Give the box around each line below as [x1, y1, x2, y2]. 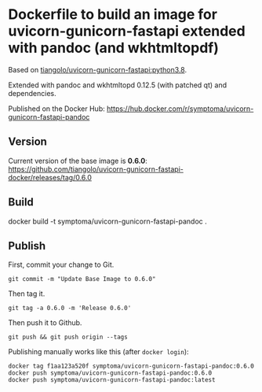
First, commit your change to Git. [8, 260, 115, 269]
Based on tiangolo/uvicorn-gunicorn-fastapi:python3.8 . [8, 65, 187, 74]
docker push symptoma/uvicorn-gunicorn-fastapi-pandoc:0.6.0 [8, 369, 213, 377]
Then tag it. [8, 289, 45, 298]
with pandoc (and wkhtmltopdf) [8, 39, 220, 57]
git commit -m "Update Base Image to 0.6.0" [8, 276, 156, 283]
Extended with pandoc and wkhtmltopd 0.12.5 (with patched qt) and [8, 80, 227, 90]
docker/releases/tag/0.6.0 [8, 172, 93, 182]
